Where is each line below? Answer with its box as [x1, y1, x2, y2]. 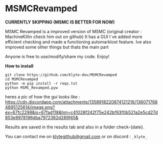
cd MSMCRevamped [5, 77, 38, 82]
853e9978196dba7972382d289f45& [5, 114, 79, 120]
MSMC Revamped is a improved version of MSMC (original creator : [5, 28, 142, 34]
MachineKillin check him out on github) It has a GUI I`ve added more [5, 34, 143, 40]
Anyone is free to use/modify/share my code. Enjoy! [5, 53, 110, 59]
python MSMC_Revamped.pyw [5, 85, 58, 90]
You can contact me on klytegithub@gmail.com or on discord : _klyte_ [5, 133, 148, 139]
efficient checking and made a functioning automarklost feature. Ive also [5, 39, 152, 44]
